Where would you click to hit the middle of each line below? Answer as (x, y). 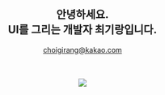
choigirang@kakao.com (82, 50)
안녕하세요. (82, 15)
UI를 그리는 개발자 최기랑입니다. (82, 30)
